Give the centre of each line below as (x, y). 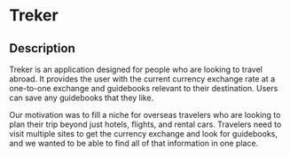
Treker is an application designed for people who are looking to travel (136, 69)
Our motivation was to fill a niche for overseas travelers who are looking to (145, 115)
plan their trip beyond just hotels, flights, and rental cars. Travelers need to (145, 124)
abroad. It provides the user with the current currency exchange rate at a (142, 79)
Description (42, 48)
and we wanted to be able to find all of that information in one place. (134, 143)
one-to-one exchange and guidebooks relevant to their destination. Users (144, 88)
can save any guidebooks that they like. (82, 98)
